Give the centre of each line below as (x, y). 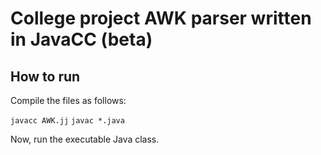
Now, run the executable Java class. (85, 139)
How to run (45, 76)
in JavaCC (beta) (81, 39)
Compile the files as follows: (68, 100)
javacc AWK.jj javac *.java (67, 121)
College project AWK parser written (161, 18)
